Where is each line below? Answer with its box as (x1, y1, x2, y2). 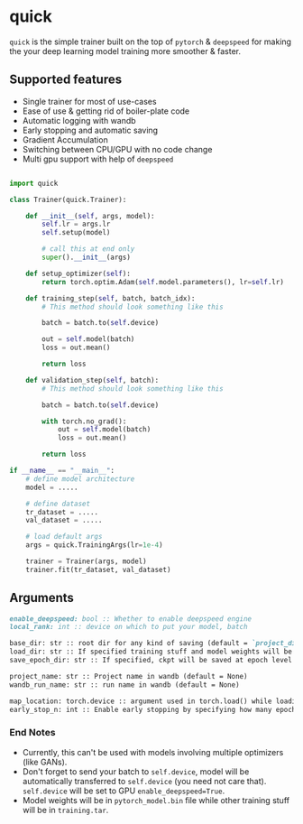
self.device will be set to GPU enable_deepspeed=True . (22, 785, 225, 796)
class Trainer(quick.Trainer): (9, 195, 127, 204)
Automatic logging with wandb (22, 115, 137, 125)
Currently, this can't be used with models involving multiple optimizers (22, 746, 284, 757)
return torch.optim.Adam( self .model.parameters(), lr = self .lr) (41, 277, 284, 286)
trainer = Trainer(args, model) (25, 557, 147, 566)
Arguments (9, 590, 75, 606)
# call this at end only (41, 245, 135, 254)
